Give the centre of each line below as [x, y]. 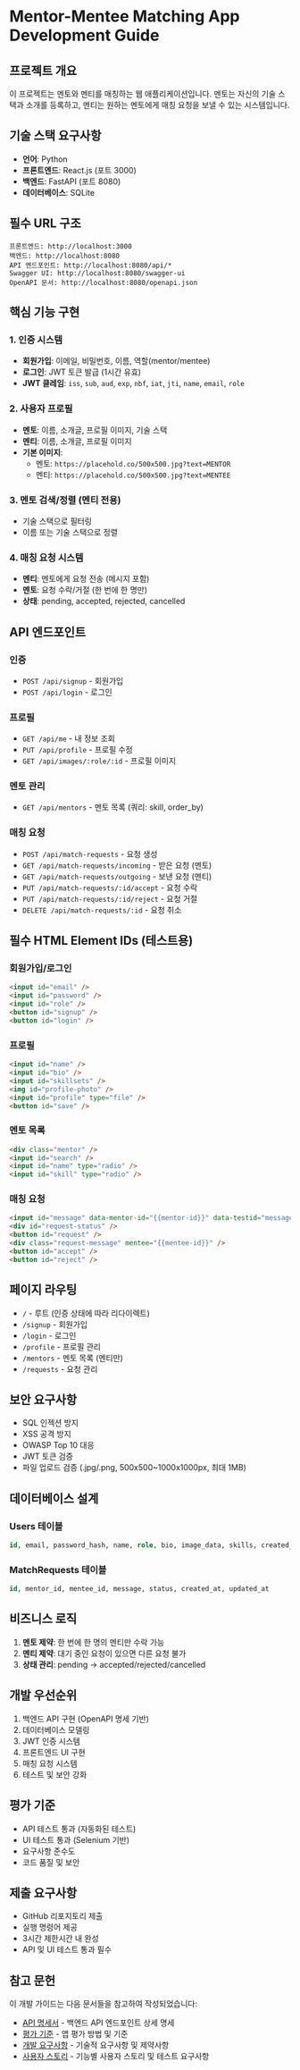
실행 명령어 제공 [50, 1927]
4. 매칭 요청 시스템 [46, 558]
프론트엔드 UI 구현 [54, 1752]
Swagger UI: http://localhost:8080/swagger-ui [97, 273]
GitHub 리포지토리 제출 [62, 1916]
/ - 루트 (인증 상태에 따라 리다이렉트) [86, 1313]
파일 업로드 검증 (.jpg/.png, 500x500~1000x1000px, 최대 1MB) [134, 1468]
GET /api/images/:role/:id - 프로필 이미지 [99, 761]
